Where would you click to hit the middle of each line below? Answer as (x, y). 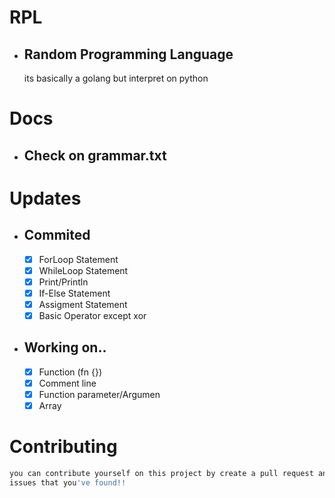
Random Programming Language (128, 54)
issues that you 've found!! (68, 482)
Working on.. (65, 347)
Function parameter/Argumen (99, 394)
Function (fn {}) (70, 372)
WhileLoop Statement (83, 270)
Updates (45, 198)
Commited (57, 235)
